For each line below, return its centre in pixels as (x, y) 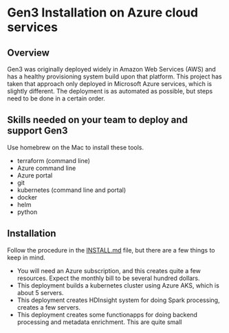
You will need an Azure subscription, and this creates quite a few (109, 270)
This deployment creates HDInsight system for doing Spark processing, (118, 300)
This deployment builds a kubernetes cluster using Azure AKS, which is (118, 285)
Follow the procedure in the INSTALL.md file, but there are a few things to (111, 250)
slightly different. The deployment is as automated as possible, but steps (110, 91)
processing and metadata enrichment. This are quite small (99, 322)
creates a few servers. (49, 307)
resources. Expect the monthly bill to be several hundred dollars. (108, 278)
